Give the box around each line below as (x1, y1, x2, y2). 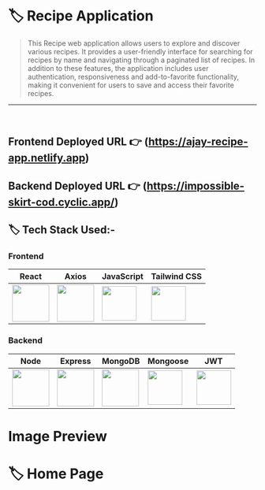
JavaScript (102, 271, 144, 282)
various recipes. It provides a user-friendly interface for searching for (27, 46, 254, 56)
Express (60, 355, 91, 366)
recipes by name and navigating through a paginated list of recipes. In (27, 55, 255, 65)
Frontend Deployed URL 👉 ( (8, 135, 149, 149)
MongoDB (102, 355, 140, 366)
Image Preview (8, 427, 108, 445)
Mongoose (147, 355, 189, 366)
